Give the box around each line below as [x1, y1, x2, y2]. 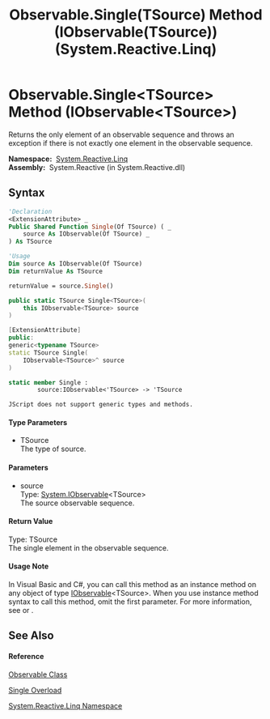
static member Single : [8, 378, 89, 386]
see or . [8, 606, 34, 615]
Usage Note [8, 561, 49, 572]
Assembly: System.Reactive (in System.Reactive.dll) [8, 162, 186, 172]
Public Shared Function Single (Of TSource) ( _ [8, 223, 172, 231]
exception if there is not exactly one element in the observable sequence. [8, 138, 253, 147]
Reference [8, 652, 44, 662]
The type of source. [19, 444, 86, 454]
